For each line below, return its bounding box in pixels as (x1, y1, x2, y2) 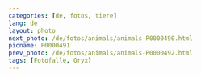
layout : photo (8, 26, 57, 34)
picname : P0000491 (8, 42, 70, 50)
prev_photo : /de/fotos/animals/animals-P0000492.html (8, 49, 194, 57)
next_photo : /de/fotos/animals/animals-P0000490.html (8, 34, 194, 43)
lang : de (8, 19, 38, 27)
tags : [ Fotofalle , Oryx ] (8, 57, 92, 65)
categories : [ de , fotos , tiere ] (8, 11, 117, 20)
